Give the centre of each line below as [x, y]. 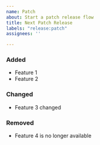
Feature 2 [26, 79]
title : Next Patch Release [39, 23]
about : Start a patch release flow [50, 17]
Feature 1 [26, 72]
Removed [20, 122]
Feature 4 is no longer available [53, 136]
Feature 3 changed [38, 107]
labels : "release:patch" [37, 28]
